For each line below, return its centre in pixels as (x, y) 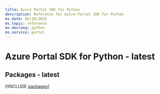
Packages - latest (32, 75)
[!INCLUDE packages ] (27, 86)
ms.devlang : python (25, 28)
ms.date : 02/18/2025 (26, 19)
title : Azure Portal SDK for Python (42, 10)
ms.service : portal (25, 32)
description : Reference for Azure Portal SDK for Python (65, 14)
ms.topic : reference (26, 23)
